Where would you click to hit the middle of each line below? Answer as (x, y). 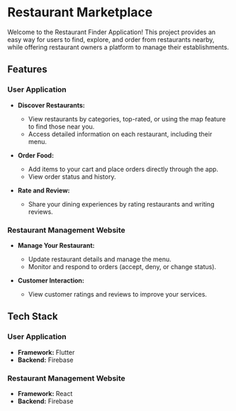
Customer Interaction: (51, 280)
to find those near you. (61, 126)
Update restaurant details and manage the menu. (100, 259)
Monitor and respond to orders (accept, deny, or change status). (122, 266)
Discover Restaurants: (51, 105)
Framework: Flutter (46, 352)
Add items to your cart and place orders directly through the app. (123, 169)
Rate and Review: (44, 190)
